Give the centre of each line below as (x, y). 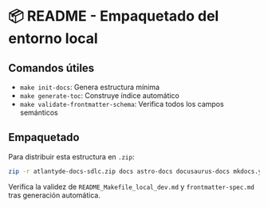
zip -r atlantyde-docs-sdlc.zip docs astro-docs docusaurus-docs (119, 171)
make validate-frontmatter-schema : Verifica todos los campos (122, 104)
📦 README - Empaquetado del (114, 16)
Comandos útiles (51, 68)
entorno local (53, 39)
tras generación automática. (55, 195)
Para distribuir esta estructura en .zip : (71, 156)
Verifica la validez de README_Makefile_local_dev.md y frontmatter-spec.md (132, 186)
